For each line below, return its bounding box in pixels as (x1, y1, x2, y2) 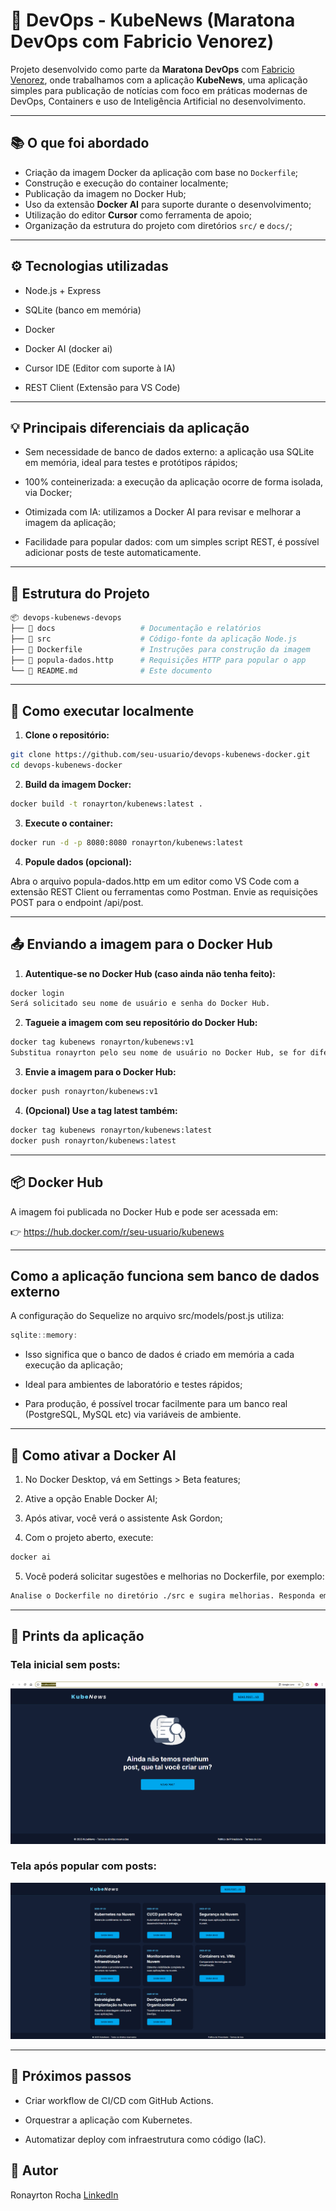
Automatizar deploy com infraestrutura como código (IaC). (24, 2133, 267, 2145)
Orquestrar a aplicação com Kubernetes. (24, 2114, 193, 2126)
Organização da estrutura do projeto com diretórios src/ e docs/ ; (24, 219, 293, 231)
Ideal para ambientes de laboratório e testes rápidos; (24, 1379, 243, 1391)
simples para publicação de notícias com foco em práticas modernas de (10, 84, 308, 96)
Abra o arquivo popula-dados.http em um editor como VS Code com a (10, 875, 300, 887)
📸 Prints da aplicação (10, 1628, 145, 1645)
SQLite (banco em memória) (24, 304, 142, 316)
